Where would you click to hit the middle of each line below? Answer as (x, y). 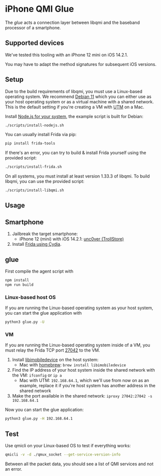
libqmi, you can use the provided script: (45, 181)
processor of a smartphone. (33, 27)
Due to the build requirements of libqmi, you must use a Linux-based (74, 91)
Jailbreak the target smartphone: (45, 234)
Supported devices (35, 43)
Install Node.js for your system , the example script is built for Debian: (74, 116)
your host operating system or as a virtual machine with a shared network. (80, 101)
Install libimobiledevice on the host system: (55, 360)
